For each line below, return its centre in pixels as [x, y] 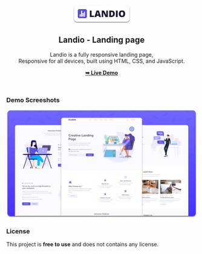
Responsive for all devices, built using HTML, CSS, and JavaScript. [102, 61]
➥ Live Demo [102, 72]
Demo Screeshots [33, 100]
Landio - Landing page [102, 40]
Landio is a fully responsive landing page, [102, 54]
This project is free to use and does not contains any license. [83, 244]
